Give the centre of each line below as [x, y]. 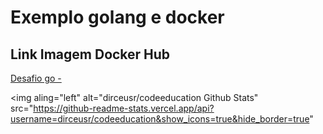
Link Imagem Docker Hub [90, 54]
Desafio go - [36, 78]
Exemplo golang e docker [117, 17]
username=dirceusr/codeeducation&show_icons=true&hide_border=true [160, 119]
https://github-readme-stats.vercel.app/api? [124, 108]
